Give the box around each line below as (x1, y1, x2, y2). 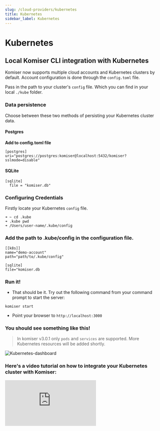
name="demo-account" (5, 250, 47, 255)
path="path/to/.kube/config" (5, 254, 64, 259)
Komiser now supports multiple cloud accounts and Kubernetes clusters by (5, 69, 155, 76)
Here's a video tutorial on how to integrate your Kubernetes (5, 363, 148, 370)
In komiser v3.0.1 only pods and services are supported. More (16, 336, 140, 342)
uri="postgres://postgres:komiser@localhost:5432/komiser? (5, 153, 127, 158)
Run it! (5, 278, 21, 285)
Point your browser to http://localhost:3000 (12, 313, 102, 318)
